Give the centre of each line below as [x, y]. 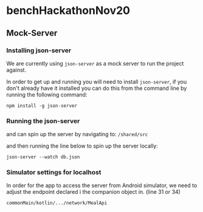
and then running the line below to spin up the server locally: [82, 146]
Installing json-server [39, 50]
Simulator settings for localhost [54, 173]
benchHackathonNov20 [68, 11]
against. [16, 70]
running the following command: [47, 94]
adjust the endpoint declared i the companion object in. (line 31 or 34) [94, 192]
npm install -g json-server [42, 106]
